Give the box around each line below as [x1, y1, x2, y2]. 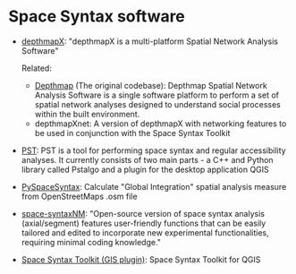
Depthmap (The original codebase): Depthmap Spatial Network [34, 80, 267, 90]
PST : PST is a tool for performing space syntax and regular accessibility [21, 145, 287, 156]
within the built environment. [34, 108, 140, 119]
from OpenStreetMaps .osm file [21, 191, 138, 201]
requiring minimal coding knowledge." [21, 236, 162, 247]
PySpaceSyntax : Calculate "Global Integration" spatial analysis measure [21, 181, 287, 192]
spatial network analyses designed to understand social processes [34, 98, 281, 109]
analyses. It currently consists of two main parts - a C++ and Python [21, 154, 274, 165]
